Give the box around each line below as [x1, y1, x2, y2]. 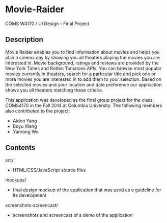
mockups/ [5, 176, 26, 183]
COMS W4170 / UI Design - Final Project [5, 20, 90, 27]
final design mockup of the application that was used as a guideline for [12, 187, 161, 193]
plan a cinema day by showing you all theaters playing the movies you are [5, 54, 160, 60]
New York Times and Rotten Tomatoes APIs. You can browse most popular [5, 65, 162, 71]
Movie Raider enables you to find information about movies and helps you [5, 49, 160, 55]
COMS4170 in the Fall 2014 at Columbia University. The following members [5, 102, 162, 108]
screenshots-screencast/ [5, 202, 59, 208]
